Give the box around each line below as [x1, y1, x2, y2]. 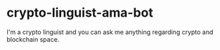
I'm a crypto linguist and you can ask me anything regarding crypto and [6, 28, 214, 36]
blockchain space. [6, 35, 60, 43]
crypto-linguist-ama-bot [6, 5, 154, 21]
